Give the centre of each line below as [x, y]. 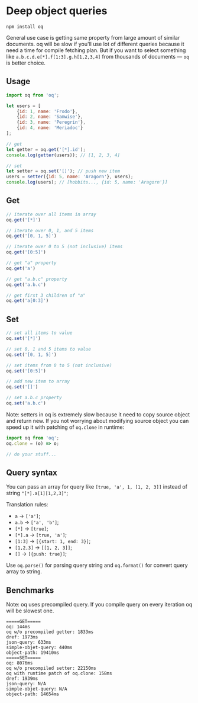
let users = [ [24, 106]
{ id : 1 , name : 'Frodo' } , [47, 111]
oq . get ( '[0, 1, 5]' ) [32, 236]
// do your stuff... [32, 454]
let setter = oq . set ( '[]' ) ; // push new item [63, 171]
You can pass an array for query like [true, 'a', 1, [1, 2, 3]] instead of [97, 487]
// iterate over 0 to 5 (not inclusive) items [64, 247]
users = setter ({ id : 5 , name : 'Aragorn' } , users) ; [70, 177]
